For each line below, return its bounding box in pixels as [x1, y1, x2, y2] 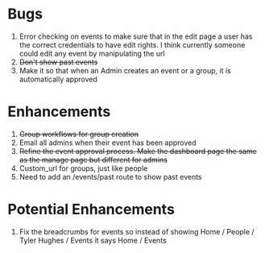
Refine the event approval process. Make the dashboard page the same [19, 146, 257, 156]
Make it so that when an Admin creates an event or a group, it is [19, 65, 231, 75]
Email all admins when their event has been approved [19, 138, 197, 147]
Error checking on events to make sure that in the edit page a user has [19, 31, 253, 41]
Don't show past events [19, 57, 98, 67]
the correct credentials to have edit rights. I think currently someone [19, 39, 246, 49]
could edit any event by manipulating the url [19, 48, 166, 58]
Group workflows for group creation [19, 129, 139, 139]
